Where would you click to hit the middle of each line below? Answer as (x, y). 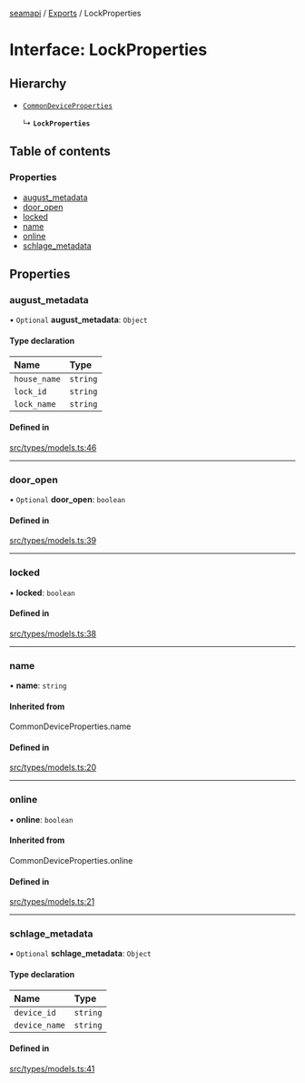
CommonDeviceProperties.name (70, 726)
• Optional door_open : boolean (67, 500)
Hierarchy (38, 83)
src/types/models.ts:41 (52, 1068)
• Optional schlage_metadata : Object (80, 954)
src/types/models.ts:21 (52, 902)
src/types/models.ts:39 (53, 541)
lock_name (35, 404)
